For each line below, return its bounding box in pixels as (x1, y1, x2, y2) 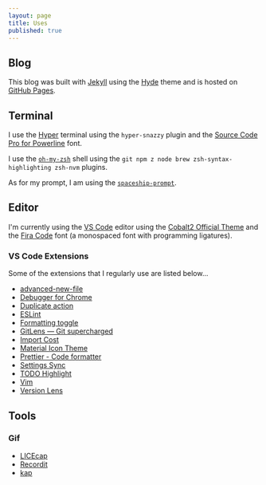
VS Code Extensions (8, 250, 89, 262)
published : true (8, 26, 62, 34)
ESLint (19, 310, 41, 319)
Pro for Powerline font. (8, 139, 82, 148)
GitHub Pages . (8, 85, 56, 96)
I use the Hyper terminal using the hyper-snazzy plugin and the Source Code (8, 130, 258, 140)
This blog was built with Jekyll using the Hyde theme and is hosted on (8, 77, 238, 87)
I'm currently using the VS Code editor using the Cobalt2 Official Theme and (8, 222, 259, 231)
